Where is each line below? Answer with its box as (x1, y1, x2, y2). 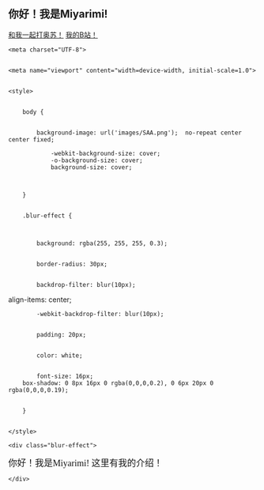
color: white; (36, 351, 83, 360)
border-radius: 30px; (36, 260, 108, 268)
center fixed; (8, 135, 55, 144)
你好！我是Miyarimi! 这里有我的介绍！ (8, 458, 164, 469)
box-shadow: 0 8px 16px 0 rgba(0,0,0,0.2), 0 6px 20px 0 (22, 379, 214, 387)
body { (22, 107, 44, 116)
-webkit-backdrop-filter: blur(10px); (36, 310, 164, 318)
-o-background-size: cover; (50, 156, 144, 164)
